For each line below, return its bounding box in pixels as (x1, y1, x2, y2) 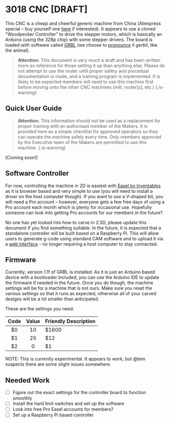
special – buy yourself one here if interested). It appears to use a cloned (5, 25, 156, 31)
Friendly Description (45, 318, 95, 325)
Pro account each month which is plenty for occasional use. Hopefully (5, 204, 152, 210)
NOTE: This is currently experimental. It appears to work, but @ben (5, 356, 146, 362)
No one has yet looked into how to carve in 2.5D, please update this (5, 219, 147, 225)
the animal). (5, 47, 30, 53)
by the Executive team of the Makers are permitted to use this (17, 139, 147, 145)
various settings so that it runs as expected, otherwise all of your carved (5, 291, 156, 297)
